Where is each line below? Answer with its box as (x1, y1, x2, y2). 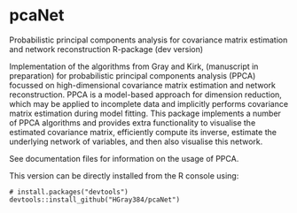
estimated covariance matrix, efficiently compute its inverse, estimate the (9, 126, 277, 137)
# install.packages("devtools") (9, 187, 129, 196)
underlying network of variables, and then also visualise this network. (9, 136, 263, 147)
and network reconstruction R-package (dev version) (9, 43, 204, 54)
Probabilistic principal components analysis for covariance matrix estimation (9, 34, 288, 45)
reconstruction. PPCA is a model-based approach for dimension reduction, (9, 89, 282, 100)
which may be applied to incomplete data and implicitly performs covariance (9, 98, 289, 109)
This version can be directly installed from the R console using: (9, 170, 239, 181)
